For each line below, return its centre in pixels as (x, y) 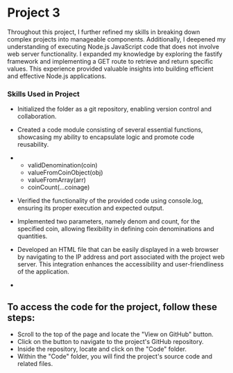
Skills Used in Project (43, 93)
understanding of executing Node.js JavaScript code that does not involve (113, 46)
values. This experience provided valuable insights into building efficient (110, 69)
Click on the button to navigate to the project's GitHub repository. (110, 342)
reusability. (33, 145)
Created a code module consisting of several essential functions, (110, 130)
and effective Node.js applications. (57, 76)
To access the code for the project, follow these (112, 307)
